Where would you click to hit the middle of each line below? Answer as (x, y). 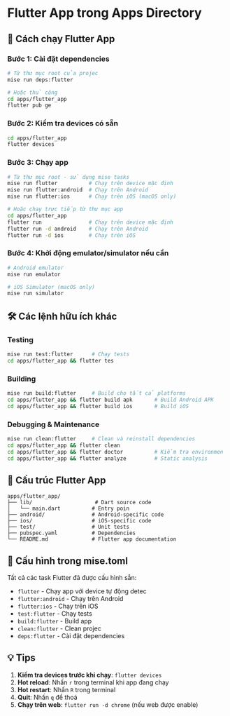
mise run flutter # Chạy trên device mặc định (90, 184)
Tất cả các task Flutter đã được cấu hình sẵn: (72, 578)
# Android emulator (36, 268)
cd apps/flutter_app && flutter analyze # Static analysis (108, 458)
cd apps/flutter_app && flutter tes (60, 360)
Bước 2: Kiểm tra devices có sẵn (63, 123)
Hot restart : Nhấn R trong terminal (66, 689)
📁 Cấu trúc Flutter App (57, 480)
